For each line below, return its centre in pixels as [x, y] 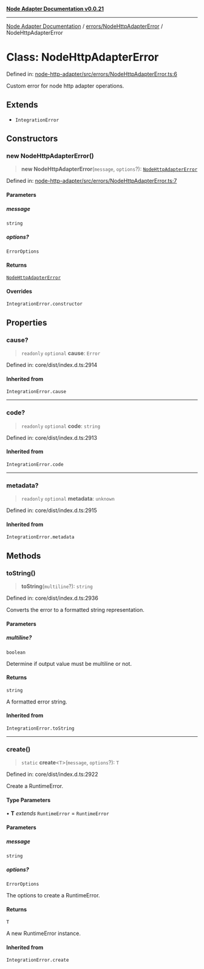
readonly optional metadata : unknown [68, 499]
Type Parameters [29, 800]
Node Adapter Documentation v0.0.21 [55, 9]
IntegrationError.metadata [40, 537]
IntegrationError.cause [36, 392]
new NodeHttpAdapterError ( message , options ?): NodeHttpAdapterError [109, 169]
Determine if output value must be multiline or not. [69, 663]
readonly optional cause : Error [61, 353]
